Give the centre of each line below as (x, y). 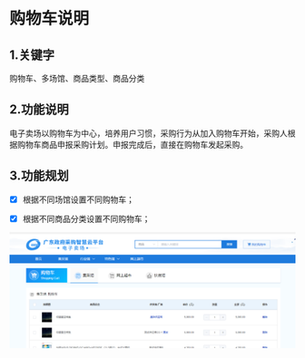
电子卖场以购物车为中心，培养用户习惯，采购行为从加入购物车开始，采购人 (148, 133)
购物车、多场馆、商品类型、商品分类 (77, 78)
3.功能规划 (39, 176)
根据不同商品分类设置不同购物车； (86, 218)
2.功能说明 (39, 110)
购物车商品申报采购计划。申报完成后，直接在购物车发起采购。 (132, 144)
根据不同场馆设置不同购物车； (78, 199)
